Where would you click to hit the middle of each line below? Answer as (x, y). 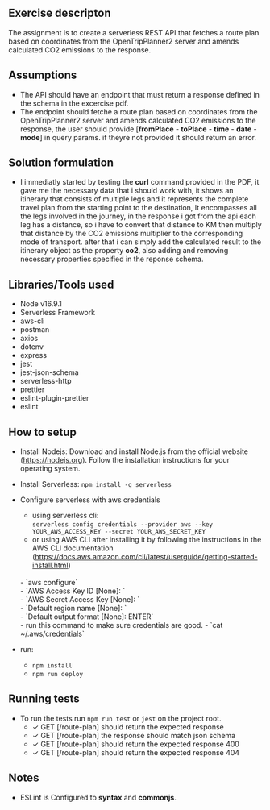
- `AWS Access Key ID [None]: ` (73, 591)
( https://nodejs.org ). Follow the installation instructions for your (125, 460)
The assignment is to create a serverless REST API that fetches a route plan (134, 32)
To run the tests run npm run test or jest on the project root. (120, 718)
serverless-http (46, 381)
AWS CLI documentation (73, 548)
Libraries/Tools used (61, 284)
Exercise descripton (60, 13)
